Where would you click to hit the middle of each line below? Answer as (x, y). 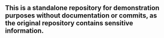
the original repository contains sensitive (69, 23)
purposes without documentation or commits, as (81, 16)
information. (24, 31)
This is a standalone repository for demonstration (82, 8)
